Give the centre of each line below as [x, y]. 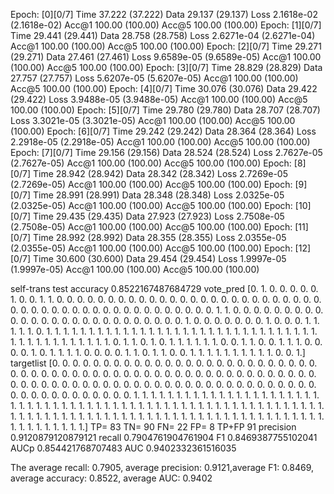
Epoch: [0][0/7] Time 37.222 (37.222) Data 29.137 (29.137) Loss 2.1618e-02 [164, 14]
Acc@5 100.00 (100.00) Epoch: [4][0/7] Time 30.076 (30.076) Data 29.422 [164, 88]
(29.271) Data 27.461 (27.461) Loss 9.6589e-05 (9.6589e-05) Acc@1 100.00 [166, 57]
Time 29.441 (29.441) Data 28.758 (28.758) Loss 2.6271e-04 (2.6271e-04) [163, 35]
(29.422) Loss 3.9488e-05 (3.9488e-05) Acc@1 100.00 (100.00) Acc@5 [159, 99]
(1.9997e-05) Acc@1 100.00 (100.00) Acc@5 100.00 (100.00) [135, 269]
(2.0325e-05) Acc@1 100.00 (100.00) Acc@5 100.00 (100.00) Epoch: [151, 205]
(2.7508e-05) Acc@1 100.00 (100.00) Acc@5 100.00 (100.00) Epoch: [151, 227]
